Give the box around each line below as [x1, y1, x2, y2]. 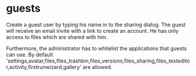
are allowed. [82, 63, 113, 70]
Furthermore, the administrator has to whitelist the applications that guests [6, 44, 187, 51]
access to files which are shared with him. [6, 33, 108, 40]
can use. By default [6, 51, 53, 58]
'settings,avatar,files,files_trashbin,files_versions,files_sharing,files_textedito [6, 57, 190, 64]
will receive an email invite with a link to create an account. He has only [6, 27, 179, 34]
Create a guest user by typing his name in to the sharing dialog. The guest [6, 21, 186, 28]
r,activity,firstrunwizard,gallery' [6, 63, 82, 70]
